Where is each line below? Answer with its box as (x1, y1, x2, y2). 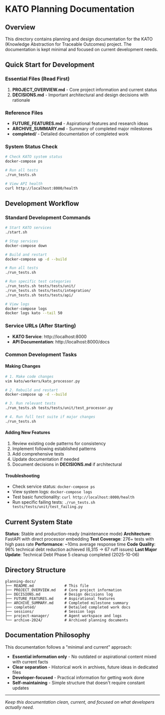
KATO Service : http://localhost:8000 (12, 333, 87, 340)
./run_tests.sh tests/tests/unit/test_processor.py (5, 405, 113, 411)
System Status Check (5, 143, 58, 150)
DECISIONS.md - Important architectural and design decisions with (12, 92, 149, 98)
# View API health (5, 181, 43, 186)
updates (12, 685, 29, 691)
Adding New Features (5, 429, 51, 435)
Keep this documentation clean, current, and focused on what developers (5, 699, 155, 705)
